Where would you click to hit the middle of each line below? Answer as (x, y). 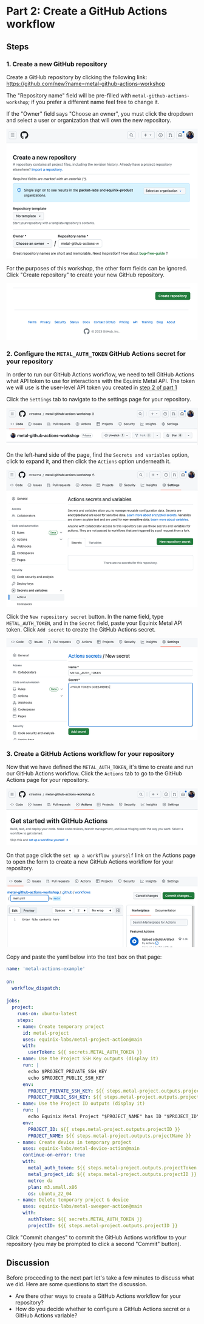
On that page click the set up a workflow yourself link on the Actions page (101, 855)
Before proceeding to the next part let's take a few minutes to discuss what (100, 1278)
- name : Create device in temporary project (74, 1142)
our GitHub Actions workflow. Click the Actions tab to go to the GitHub (94, 773)
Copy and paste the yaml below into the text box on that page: (84, 957)
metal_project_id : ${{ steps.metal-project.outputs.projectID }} (113, 1174)
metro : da (40, 1181)
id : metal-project (46, 1033)
